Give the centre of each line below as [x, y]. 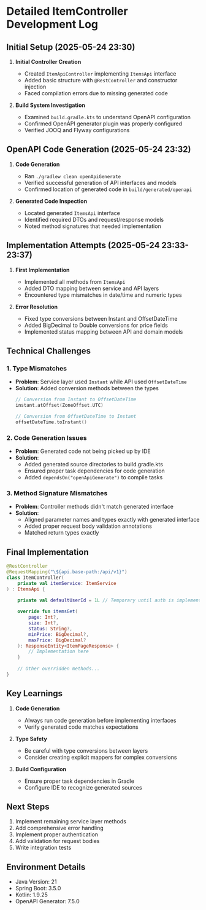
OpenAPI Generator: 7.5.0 [47, 901]
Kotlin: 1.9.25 [31, 895]
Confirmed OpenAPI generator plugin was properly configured [103, 124]
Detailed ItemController [67, 11]
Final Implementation [48, 552]
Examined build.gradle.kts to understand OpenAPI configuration [108, 117]
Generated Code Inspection [51, 201]
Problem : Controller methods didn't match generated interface [94, 507]
